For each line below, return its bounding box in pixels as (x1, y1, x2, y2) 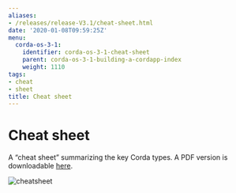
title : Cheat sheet (8, 93, 73, 100)
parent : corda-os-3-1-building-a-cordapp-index (22, 56, 182, 64)
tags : (8, 70, 26, 78)
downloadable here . (8, 161, 73, 171)
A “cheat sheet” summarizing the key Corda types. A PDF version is (8, 153, 228, 162)
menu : (8, 33, 26, 42)
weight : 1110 (22, 63, 66, 71)
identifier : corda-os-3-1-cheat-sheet (22, 48, 150, 56)
